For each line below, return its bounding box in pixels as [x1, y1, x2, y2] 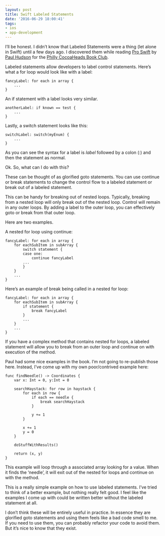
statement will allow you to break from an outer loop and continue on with [5, 344, 155, 349]
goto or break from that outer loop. [5, 210, 76, 215]
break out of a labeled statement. [5, 185, 72, 190]
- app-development [5, 30, 43, 35]
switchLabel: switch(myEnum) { [5, 132, 69, 137]
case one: [23, 251, 43, 256]
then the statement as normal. [5, 155, 66, 160]
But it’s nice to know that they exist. [5, 525, 77, 531]
